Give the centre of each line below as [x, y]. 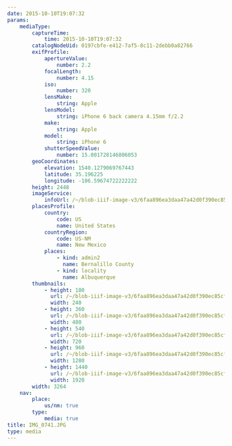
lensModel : [60, 110]
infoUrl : [57, 200]
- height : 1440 [66, 367]
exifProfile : [51, 53]
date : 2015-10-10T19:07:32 [46, 13]
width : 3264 [49, 387]
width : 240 [66, 303]
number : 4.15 [75, 78]
